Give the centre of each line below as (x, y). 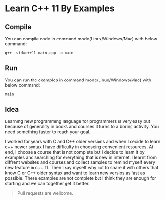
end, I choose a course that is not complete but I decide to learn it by (75, 152)
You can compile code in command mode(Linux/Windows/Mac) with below (81, 39)
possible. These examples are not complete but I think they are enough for (81, 178)
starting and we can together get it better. (47, 183)
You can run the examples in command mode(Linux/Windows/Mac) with (78, 80)
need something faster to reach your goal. (48, 132)
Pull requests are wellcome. (45, 193)
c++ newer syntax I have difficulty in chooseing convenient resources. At (79, 147)
